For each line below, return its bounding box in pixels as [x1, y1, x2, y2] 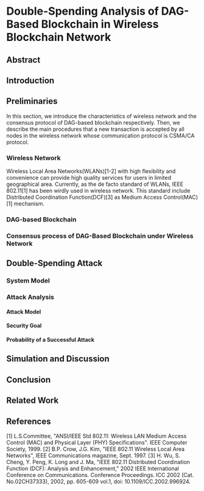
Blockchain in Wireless [41, 17, 159, 31]
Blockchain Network [6, 31, 111, 44]
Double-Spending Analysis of [6, 4, 160, 18]
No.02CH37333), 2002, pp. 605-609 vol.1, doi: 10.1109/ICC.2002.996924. [6, 478, 191, 485]
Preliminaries [6, 96, 58, 106]
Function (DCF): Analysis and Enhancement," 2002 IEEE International [6, 465, 180, 472]
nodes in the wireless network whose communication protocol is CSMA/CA [6, 131, 195, 139]
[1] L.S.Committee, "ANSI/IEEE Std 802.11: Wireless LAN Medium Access [6, 432, 187, 440]
